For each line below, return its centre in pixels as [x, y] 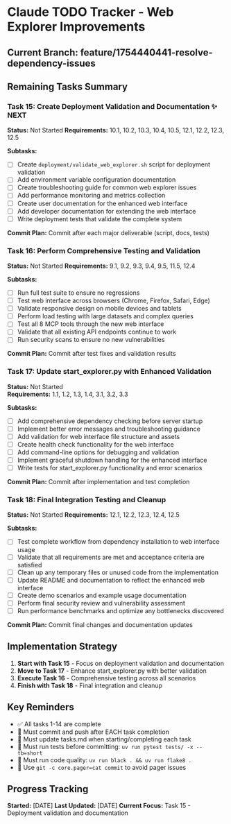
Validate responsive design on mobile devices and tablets [99, 309]
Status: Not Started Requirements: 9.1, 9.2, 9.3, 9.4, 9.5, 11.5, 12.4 [101, 266]
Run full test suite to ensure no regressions [78, 293]
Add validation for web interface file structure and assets [99, 436]
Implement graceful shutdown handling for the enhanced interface [112, 460]
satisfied [29, 565]
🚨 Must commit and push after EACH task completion [93, 732]
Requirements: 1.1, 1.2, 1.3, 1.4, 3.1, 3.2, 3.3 [68, 394]
